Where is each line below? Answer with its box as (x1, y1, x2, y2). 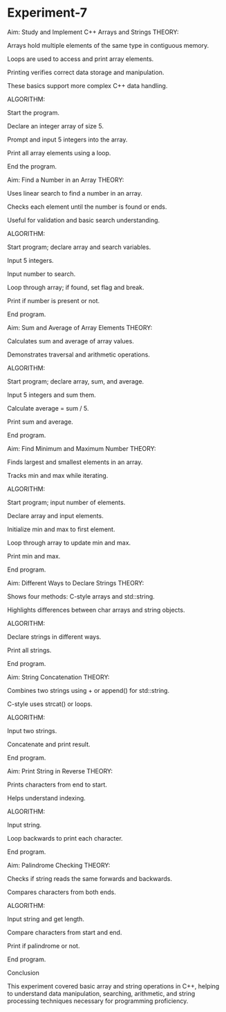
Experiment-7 (7, 5, 88, 21)
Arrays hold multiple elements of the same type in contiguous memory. (7, 41, 209, 49)
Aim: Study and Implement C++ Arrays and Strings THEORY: (7, 28, 179, 36)
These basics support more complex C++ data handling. (7, 81, 168, 89)
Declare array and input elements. (7, 511, 104, 520)
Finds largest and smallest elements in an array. (7, 458, 143, 466)
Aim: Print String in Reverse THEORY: (7, 766, 113, 775)
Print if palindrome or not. (7, 941, 80, 950)
